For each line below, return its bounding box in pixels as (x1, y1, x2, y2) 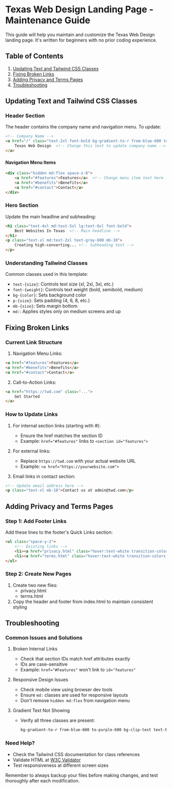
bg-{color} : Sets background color (12, 292, 87, 298)
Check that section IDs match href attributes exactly (20, 656, 131, 662)
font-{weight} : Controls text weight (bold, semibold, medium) (12, 287, 143, 293)
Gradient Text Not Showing (12, 707, 70, 713)
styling (12, 604, 27, 610)
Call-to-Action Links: (12, 379, 56, 385)
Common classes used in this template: (5, 271, 89, 277)
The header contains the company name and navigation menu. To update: (5, 124, 161, 130)
